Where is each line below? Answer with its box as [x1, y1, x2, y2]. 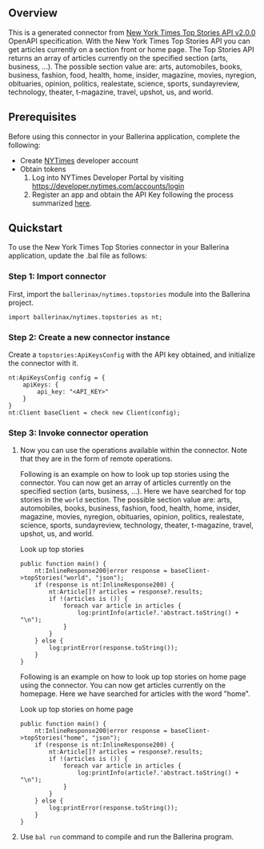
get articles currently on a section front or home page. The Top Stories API [8, 44, 254, 54]
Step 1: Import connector [8, 271, 106, 282]
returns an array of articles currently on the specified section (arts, [8, 53, 228, 62]
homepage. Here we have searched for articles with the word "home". [19, 689, 250, 699]
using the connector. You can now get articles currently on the [19, 680, 226, 691]
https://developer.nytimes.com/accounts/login [31, 181, 185, 190]
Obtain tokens [19, 164, 66, 174]
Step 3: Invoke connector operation [8, 427, 149, 439]
